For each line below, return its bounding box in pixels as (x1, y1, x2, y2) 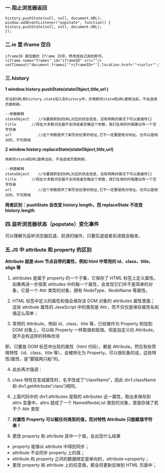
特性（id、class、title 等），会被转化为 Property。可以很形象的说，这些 (9, 350, 152, 356)
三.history (5, 75, 29, 81)
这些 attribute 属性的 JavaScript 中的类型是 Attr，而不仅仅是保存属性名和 (12, 304, 159, 310)
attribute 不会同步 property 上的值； (12, 450, 85, 456)
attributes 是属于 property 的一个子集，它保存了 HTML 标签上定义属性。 (12, 275, 158, 281)
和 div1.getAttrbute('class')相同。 (12, 383, 80, 389)
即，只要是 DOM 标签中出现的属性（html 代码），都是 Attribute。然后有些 (5, 344, 152, 350)
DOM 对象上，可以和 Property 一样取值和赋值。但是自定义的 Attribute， (12, 327, 158, 333)
